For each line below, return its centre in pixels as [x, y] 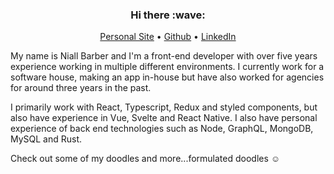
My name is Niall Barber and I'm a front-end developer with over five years [164, 56]
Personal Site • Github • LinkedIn [168, 37]
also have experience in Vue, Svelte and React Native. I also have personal [164, 118]
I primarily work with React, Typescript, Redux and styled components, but [164, 107]
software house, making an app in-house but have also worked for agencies [167, 77]
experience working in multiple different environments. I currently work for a [167, 67]
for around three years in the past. [81, 88]
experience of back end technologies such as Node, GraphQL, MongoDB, [162, 129]
